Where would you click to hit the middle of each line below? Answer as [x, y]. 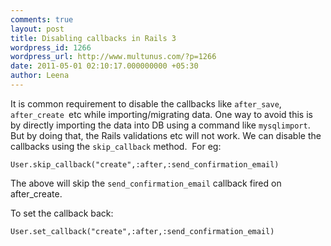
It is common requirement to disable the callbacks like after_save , [146, 103]
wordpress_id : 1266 [51, 47]
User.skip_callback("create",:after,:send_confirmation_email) [145, 164]
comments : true [42, 19]
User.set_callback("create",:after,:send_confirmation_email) [142, 231]
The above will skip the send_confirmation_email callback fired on [146, 183]
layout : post [37, 29]
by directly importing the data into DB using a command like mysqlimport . [160, 125]
